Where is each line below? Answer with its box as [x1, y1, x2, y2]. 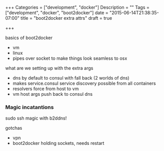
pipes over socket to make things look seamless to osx [12, 55, 127, 61]
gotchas [5, 125, 22, 131]
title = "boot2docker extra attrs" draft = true [20, 15, 113, 21]
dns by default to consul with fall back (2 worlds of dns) [12, 75, 129, 81]
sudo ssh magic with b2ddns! [5, 115, 67, 121]
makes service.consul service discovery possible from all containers [12, 81, 156, 86]
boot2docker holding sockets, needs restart [12, 140, 105, 146]
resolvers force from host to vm [12, 86, 79, 92]
